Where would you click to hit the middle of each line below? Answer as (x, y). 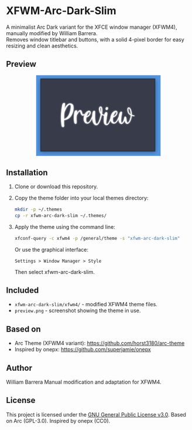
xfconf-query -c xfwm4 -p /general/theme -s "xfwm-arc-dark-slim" (97, 238)
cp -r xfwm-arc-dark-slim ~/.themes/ (61, 215)
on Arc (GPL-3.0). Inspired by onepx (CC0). (58, 421)
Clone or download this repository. (56, 187)
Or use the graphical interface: (52, 249)
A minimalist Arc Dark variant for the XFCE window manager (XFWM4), (92, 27)
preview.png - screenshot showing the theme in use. (78, 311)
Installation (27, 172)
